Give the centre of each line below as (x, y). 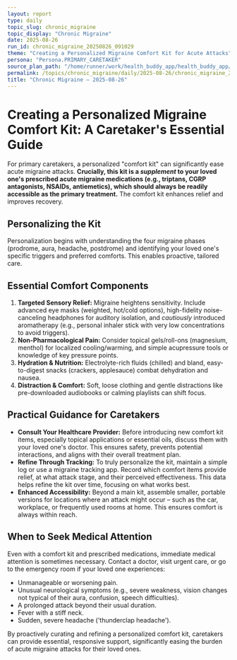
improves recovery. (35, 201)
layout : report (30, 14)
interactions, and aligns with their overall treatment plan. (99, 454)
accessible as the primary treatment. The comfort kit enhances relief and (115, 194)
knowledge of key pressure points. (68, 355)
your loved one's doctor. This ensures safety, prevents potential (110, 447)
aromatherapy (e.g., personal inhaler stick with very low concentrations (121, 325)
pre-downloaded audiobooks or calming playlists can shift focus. (112, 392)
